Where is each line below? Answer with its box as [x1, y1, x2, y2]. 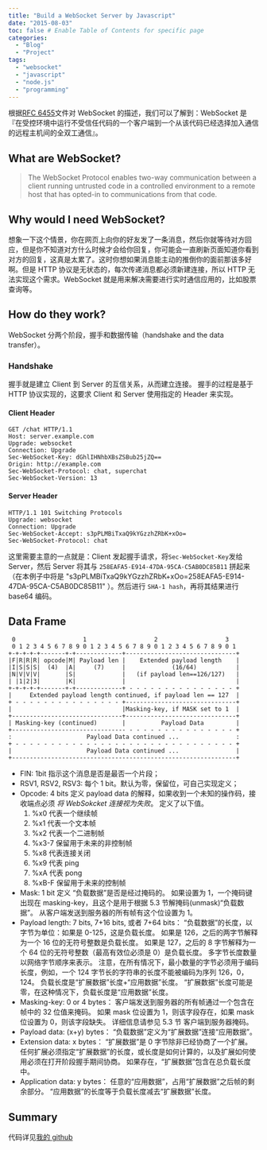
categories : [8, 33, 48, 42]
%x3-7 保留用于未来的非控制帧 [31, 838, 133, 848]
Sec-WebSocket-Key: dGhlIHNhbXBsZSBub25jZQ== [8, 454, 161, 462]
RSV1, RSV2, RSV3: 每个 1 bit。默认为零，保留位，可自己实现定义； [19, 779, 239, 788]
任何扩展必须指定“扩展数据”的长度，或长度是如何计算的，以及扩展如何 [19, 1047, 250, 1057]
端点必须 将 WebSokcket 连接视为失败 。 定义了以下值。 [26, 799, 209, 808]
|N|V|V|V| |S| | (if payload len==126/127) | [8, 671, 240, 679]
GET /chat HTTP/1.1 [8, 426, 73, 434]
